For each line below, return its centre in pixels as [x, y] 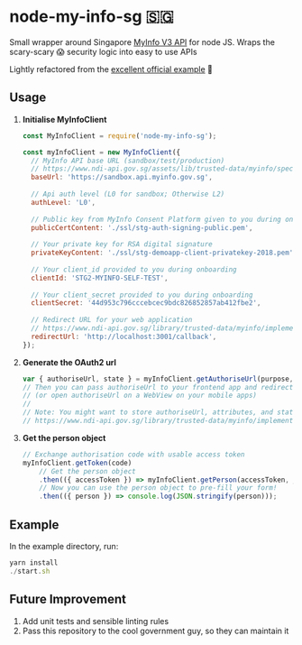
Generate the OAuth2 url [69, 362]
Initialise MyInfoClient [64, 119]
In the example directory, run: [64, 546]
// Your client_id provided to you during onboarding [134, 269]
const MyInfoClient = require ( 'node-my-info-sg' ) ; [119, 136]
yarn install [34, 562]
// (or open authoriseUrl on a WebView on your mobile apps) [140, 396]
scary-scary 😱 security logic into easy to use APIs [103, 51]
